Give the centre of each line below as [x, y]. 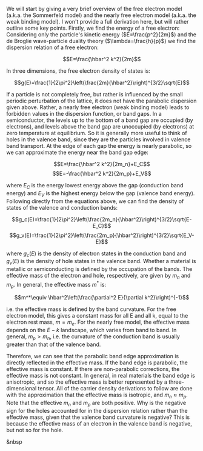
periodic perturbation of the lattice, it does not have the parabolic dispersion [101, 101]
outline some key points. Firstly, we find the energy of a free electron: [93, 28]
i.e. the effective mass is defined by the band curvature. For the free [92, 309]
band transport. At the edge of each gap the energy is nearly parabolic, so [99, 146]
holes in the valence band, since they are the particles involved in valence [98, 139]
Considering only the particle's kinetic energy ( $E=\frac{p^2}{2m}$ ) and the [101, 35]
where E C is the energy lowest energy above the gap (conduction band [95, 186]
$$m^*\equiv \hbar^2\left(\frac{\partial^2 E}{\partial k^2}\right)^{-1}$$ [102, 298]
